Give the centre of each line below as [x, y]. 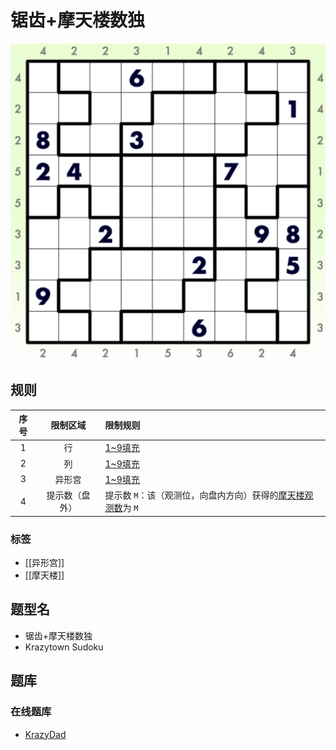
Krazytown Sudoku [64, 647]
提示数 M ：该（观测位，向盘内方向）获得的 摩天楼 [204, 495]
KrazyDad [45, 734]
